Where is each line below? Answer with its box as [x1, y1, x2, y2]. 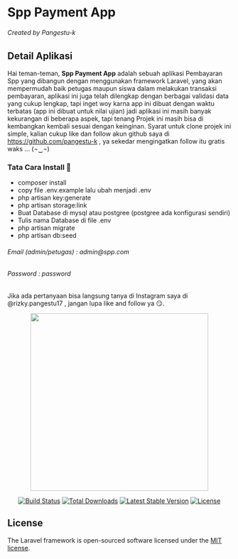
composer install [17, 178, 67, 187]
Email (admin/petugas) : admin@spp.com [7, 247, 130, 256]
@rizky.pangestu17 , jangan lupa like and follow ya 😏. [7, 299, 165, 308]
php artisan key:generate [17, 193, 92, 202]
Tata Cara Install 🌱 [7, 162, 72, 172]
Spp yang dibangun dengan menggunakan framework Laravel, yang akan [7, 76, 222, 85]
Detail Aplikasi [7, 50, 73, 63]
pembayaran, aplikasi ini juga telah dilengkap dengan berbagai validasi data [7, 92, 229, 100]
